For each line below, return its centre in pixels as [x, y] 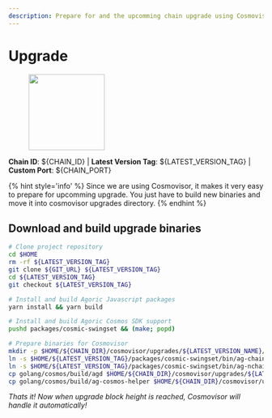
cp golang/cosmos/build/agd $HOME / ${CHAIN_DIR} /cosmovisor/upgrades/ [128, 373]
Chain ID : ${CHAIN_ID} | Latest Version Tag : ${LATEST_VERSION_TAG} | [130, 161]
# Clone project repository [56, 247]
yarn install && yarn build [56, 307]
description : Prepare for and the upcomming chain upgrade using [121, 16]
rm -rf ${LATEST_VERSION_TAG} [59, 262]
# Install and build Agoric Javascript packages [92, 299]
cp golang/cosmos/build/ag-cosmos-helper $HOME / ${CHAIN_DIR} [114, 382]
